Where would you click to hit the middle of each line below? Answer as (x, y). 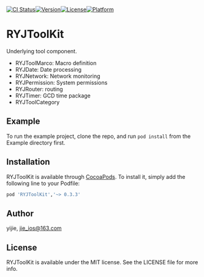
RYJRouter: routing (39, 89)
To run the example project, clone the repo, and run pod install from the (99, 136)
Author (20, 214)
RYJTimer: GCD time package (53, 96)
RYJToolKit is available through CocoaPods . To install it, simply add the (96, 176)
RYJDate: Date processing (48, 69)
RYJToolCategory (37, 102)
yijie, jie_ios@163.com (34, 228)
